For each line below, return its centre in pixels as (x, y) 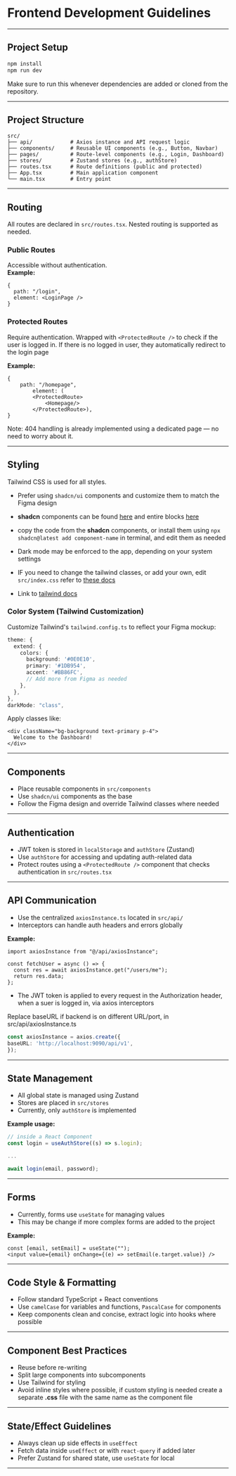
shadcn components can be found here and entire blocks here (108, 516)
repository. (23, 91)
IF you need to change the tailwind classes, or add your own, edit (112, 572)
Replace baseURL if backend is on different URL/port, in (88, 1016)
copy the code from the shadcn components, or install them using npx (119, 530)
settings (29, 559)
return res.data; (39, 976)
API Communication (52, 901)
